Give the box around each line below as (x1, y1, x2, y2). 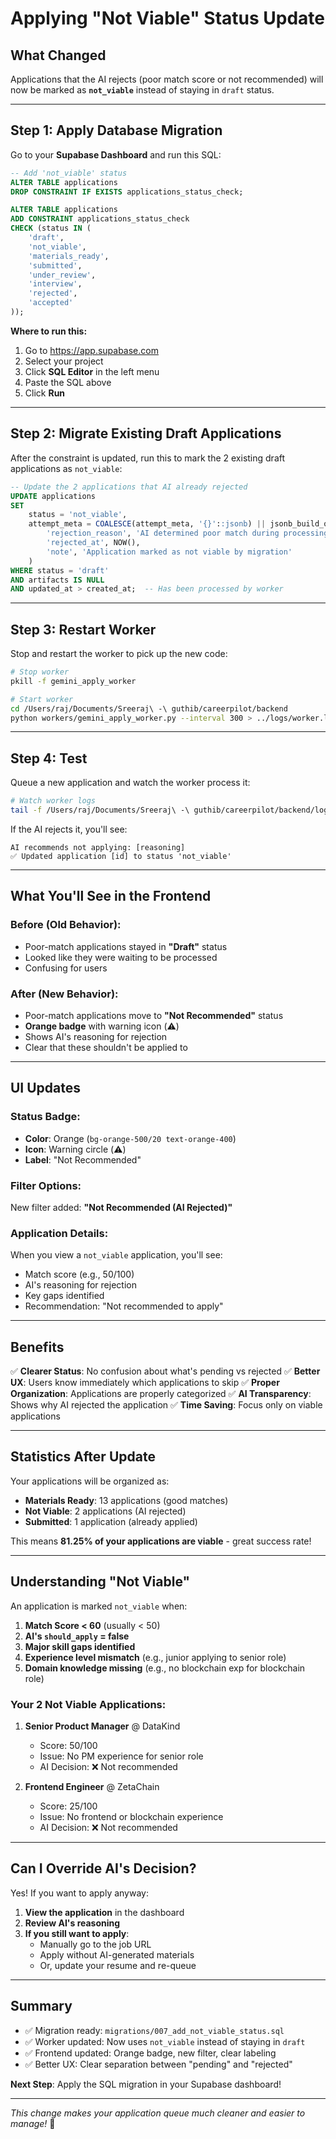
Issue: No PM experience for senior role (39, 1750, 204, 1762)
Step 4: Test (10, 750, 88, 767)
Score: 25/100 (39, 1800, 98, 1812)
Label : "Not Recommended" (24, 1153, 142, 1166)
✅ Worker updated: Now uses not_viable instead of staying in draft (24, 2035, 306, 2047)
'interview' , (28, 279, 83, 289)
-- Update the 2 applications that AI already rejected (10, 482, 248, 492)
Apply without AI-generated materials (39, 1948, 195, 1961)
